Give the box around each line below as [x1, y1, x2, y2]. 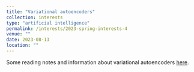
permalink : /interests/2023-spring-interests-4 [6, 25, 128, 32]
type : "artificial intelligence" [6, 20, 90, 26]
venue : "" [6, 31, 31, 37]
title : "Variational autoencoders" [6, 8, 95, 15]
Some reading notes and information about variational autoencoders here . [6, 58, 189, 66]
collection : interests [6, 14, 63, 20]
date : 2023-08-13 [6, 37, 50, 43]
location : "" [6, 43, 39, 49]
